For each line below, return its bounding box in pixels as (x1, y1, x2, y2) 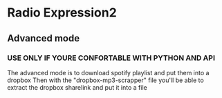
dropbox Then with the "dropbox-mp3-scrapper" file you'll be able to (7, 76, 204, 84)
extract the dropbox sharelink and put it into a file (7, 83, 147, 91)
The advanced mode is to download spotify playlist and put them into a (7, 68, 210, 77)
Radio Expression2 (7, 5, 118, 21)
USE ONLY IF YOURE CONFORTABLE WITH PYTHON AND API (7, 53, 216, 63)
